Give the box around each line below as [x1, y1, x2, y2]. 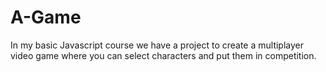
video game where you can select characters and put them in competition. [10, 49, 317, 61]
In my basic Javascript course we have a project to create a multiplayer [10, 39, 305, 51]
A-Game [10, 6, 82, 29]
